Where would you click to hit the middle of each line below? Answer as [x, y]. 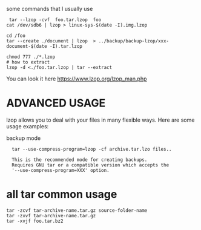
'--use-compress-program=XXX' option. [61, 170]
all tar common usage [62, 195]
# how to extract [28, 62]
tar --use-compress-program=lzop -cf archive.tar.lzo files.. [92, 149]
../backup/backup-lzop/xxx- [134, 41]
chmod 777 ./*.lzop [31, 57]
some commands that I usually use [50, 9]
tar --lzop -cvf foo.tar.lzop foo [55, 20]
